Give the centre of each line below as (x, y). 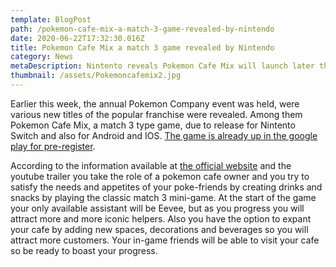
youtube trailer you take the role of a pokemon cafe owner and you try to (160, 176)
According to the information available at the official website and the (151, 165)
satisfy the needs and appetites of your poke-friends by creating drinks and (166, 187)
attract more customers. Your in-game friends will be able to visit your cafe (165, 240)
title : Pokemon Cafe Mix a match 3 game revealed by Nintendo (142, 47)
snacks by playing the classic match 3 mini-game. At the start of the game (163, 197)
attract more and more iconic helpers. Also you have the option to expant (161, 218)
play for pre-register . (53, 146)
